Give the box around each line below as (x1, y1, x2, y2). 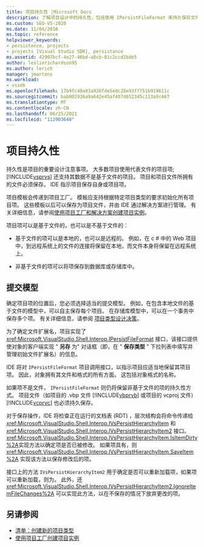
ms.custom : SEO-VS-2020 (6, 20, 67, 26)
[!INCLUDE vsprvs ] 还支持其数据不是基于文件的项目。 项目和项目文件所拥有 (6, 173, 194, 181)
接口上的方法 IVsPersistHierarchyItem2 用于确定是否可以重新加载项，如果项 (6, 469, 197, 475)
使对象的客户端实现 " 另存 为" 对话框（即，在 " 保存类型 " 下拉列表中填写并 (6, 343, 193, 350)
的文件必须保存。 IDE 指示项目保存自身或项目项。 (6, 181, 130, 188)
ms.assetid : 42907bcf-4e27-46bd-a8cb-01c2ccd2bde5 (6, 54, 137, 60)
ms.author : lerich (6, 65, 53, 72)
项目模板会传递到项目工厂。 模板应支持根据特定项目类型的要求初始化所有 (6, 194, 189, 201)
